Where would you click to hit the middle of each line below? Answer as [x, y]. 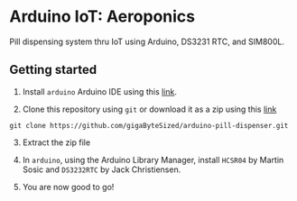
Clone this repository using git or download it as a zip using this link [149, 109]
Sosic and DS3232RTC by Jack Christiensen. [102, 169]
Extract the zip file [56, 142]
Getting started [53, 70]
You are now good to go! [68, 187]
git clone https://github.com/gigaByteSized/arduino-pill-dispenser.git [149, 125]
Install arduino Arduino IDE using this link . [100, 91]
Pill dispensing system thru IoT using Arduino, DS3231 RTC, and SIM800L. [147, 41]
